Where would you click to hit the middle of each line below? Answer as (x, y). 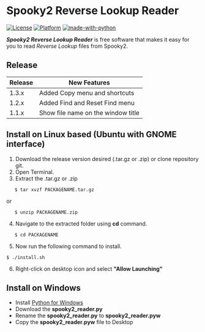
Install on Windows (43, 288)
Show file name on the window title (89, 113)
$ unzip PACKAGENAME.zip (46, 212)
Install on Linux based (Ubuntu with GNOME (91, 134)
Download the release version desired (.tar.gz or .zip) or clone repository (107, 159)
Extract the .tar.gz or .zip (46, 178)
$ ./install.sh (26, 257)
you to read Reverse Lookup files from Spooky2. (67, 46)
